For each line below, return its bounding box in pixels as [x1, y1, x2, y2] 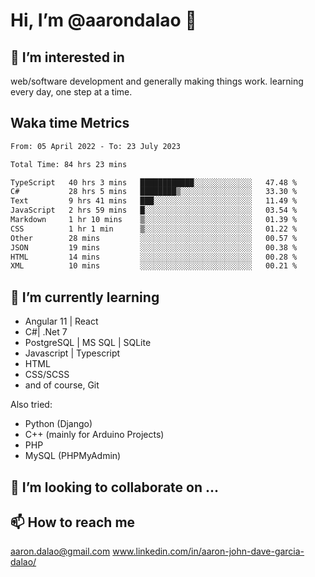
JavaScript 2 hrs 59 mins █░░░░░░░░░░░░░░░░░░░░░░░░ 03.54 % [10, 205, 298, 216]
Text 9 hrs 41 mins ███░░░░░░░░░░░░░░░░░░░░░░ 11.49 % [10, 196, 298, 206]
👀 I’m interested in [10, 49, 125, 66]
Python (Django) [24, 418, 93, 430]
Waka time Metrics [10, 115, 130, 132]
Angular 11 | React [24, 315, 99, 328]
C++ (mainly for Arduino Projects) [24, 429, 165, 441]
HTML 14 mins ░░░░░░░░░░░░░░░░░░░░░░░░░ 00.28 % [10, 252, 298, 262]
